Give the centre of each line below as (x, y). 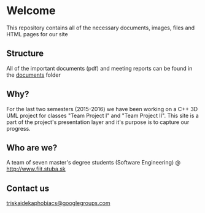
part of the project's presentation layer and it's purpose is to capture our (98, 122)
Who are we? (32, 148)
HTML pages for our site (37, 34)
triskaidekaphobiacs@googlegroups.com (58, 203)
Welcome (31, 11)
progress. (18, 128)
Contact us (28, 188)
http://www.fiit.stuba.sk (36, 169)
